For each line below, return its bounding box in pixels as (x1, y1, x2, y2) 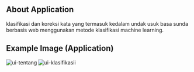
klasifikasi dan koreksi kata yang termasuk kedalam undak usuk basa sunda (6, 20, 189, 27)
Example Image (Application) (6, 43, 114, 53)
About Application (6, 5, 74, 15)
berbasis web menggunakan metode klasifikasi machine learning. (6, 26, 164, 33)
